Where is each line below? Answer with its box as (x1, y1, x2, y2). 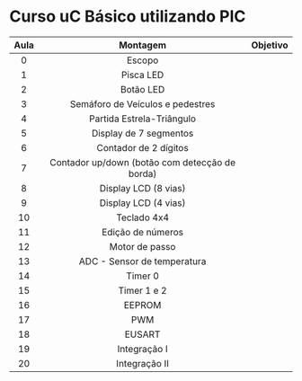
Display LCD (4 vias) (99, 196, 186, 208)
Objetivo (251, 39, 289, 51)
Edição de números (102, 226, 184, 238)
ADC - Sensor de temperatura (78, 254, 207, 267)
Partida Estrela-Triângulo (89, 112, 196, 125)
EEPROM (123, 298, 162, 311)
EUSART (124, 328, 161, 341)
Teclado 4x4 (116, 211, 169, 224)
